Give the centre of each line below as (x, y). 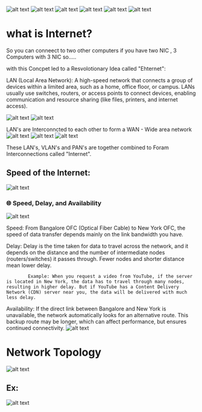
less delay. (21, 298)
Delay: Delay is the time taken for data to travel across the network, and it (97, 246)
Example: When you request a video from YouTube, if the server (110, 277)
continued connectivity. (36, 328)
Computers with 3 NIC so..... (41, 57)
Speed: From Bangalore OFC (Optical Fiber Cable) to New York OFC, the (96, 228)
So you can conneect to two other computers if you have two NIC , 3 (91, 50)
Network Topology (54, 352)
